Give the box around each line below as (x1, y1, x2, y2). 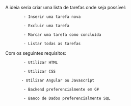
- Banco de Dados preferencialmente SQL (23, 96, 111, 101)
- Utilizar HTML (23, 60, 58, 65)
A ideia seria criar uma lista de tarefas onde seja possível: (5, 5, 126, 10)
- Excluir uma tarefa (23, 23, 70, 28)
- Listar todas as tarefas (23, 41, 81, 46)
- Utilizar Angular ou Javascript (21, 78, 95, 83)
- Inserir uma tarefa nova (23, 14, 81, 19)
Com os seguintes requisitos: (5, 50, 67, 56)
